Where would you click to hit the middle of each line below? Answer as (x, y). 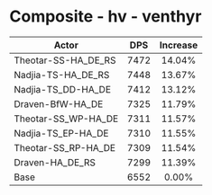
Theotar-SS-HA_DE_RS (65, 60)
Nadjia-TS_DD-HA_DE (62, 89)
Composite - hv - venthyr (106, 17)
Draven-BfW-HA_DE (59, 103)
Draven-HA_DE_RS (55, 162)
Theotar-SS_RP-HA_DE (65, 147)
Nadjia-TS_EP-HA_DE (61, 133)
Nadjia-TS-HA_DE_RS (62, 75)
